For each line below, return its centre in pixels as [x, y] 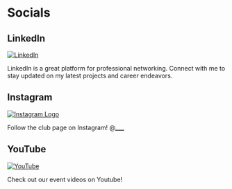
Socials [29, 13]
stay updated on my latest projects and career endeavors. [90, 75]
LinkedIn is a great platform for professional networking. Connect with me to [116, 68]
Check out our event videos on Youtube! [65, 179]
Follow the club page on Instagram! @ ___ [66, 127]
